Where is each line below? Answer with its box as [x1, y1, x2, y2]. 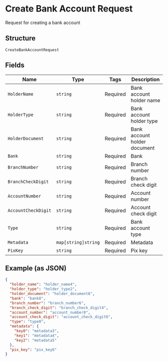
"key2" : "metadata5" [14, 337, 57, 343]
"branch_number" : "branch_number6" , [9, 300, 86, 305]
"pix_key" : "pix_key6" [9, 347, 57, 352]
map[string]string [56, 239, 100, 245]
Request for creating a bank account [5, 20, 80, 26]
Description [131, 76, 160, 83]
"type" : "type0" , [9, 319, 46, 324]
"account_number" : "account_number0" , [9, 310, 91, 315]
